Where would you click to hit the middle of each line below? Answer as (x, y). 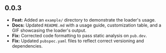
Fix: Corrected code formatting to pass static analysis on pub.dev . (80, 35)
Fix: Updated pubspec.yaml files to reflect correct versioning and (78, 41)
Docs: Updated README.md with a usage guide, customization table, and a (86, 25)
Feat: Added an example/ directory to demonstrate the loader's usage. (84, 20)
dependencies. (27, 46)
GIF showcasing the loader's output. (49, 30)
